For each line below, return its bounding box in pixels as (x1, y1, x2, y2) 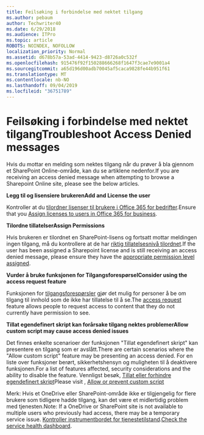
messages (6, 141, 60, 154)
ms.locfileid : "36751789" (6, 88, 72, 94)
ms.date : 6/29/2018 (6, 26, 56, 32)
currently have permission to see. (6, 309, 90, 316)
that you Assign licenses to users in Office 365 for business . (6, 210, 157, 217)
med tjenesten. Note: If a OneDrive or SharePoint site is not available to (6, 403, 183, 410)
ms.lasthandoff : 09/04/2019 (6, 83, 78, 89)
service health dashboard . (6, 422, 72, 430)
